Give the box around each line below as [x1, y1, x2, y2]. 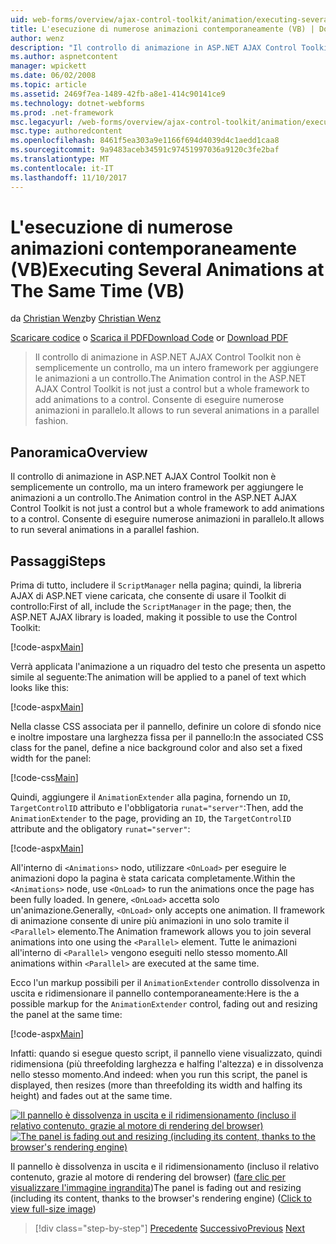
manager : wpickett [10, 61, 87, 71]
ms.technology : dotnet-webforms [10, 98, 145, 108]
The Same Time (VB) [10, 279, 185, 302]
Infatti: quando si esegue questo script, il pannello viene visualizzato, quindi [10, 1047, 323, 1060]
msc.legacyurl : [10, 117, 74, 127]
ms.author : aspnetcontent [10, 52, 118, 62]
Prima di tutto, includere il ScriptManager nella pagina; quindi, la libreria [10, 579, 302, 591]
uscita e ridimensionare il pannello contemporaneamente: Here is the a [10, 987, 300, 1000]
